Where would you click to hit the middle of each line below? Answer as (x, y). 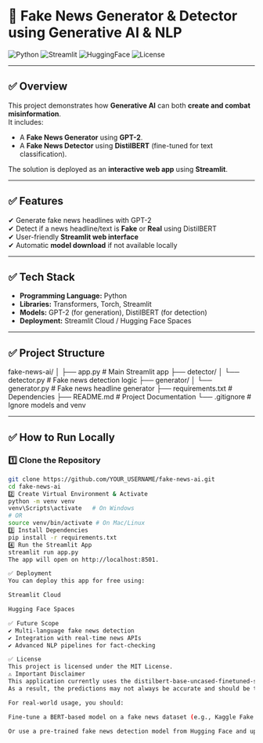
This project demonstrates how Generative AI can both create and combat (129, 105)
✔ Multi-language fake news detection (71, 631)
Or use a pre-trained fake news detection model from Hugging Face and (127, 731)
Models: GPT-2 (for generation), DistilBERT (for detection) (113, 312)
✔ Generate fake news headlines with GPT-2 (80, 220)
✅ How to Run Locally (61, 437)
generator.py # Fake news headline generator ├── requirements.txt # (121, 388)
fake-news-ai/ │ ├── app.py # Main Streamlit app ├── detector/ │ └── (124, 372)
